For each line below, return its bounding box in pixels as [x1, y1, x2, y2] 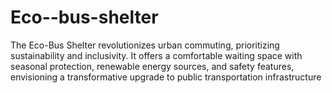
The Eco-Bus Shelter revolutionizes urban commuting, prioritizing [10, 39, 280, 51]
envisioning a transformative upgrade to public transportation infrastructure [10, 71, 322, 83]
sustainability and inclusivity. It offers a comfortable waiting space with [10, 49, 303, 61]
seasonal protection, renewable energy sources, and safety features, [10, 60, 295, 72]
